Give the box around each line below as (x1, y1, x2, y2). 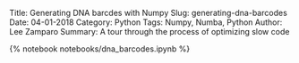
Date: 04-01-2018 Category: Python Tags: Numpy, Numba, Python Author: (9, 17, 283, 28)
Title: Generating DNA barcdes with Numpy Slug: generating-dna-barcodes (9, 8, 288, 18)
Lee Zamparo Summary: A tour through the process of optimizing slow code (9, 27, 290, 36)
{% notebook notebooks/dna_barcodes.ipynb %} (9, 43, 191, 54)
